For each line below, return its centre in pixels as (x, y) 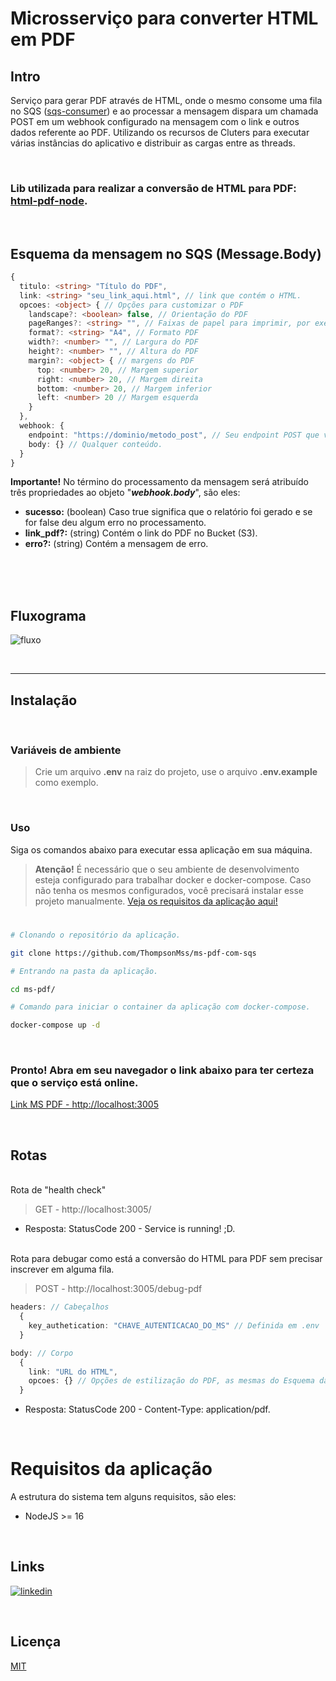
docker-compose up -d (55, 1025)
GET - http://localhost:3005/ (93, 1209)
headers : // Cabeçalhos (60, 1307)
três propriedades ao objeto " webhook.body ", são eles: (125, 493)
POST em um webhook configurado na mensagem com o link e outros (155, 121)
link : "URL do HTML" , (73, 1372)
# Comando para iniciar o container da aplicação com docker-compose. (160, 1007)
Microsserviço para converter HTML (164, 18)
